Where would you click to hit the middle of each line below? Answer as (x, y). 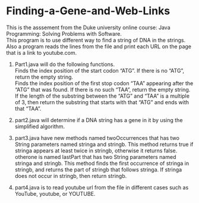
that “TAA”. (28, 108)
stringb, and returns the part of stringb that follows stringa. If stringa (98, 169)
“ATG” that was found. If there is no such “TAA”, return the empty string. (102, 89)
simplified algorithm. (40, 126)
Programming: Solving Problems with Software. (64, 33)
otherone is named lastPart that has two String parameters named (95, 157)
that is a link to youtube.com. (42, 52)
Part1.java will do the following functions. (64, 64)
